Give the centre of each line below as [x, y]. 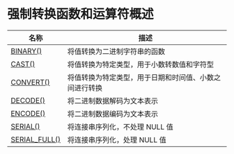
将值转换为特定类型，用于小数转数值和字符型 [141, 65]
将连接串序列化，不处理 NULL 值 [120, 127]
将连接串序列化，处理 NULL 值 [117, 139]
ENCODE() [28, 113]
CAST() [23, 64]
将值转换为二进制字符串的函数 [116, 51]
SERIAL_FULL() [36, 139]
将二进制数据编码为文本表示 [113, 114]
